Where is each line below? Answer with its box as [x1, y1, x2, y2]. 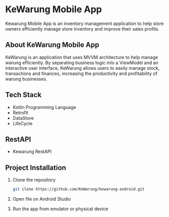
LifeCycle [12, 120, 33, 126]
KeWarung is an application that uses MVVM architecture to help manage [5, 54, 158, 60]
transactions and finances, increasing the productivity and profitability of [5, 70, 158, 76]
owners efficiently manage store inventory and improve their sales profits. [5, 25, 160, 32]
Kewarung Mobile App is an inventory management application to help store [5, 20, 164, 26]
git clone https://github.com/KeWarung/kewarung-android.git [12, 187, 145, 192]
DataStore [12, 115, 34, 121]
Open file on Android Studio [12, 196, 71, 202]
